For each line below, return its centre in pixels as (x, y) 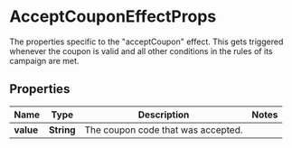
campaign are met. (44, 60)
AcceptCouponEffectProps (113, 17)
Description (164, 115)
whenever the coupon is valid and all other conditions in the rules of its (141, 51)
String (62, 130)
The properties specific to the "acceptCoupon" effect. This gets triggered (146, 42)
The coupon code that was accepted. (164, 130)
